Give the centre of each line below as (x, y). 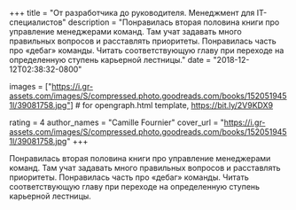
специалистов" (38, 22)
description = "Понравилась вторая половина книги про (174, 22)
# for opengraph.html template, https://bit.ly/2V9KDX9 (174, 105)
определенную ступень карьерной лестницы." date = (110, 60)
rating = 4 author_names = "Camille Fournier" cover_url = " (117, 122)
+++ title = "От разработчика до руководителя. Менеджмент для (132, 13)
